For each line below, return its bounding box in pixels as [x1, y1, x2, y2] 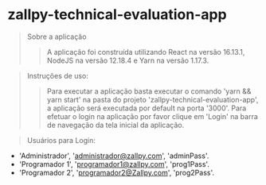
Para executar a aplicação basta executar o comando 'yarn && [46, 86, 252, 96]
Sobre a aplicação [26, 32, 87, 41]
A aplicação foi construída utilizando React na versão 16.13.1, [46, 47, 245, 56]
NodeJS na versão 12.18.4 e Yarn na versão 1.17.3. [46, 56, 209, 65]
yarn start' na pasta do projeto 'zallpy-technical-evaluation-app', [46, 94, 259, 104]
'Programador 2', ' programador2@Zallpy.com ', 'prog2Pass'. [18, 168, 214, 177]
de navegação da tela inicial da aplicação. [46, 120, 185, 129]
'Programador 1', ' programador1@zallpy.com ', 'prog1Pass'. [18, 159, 210, 168]
